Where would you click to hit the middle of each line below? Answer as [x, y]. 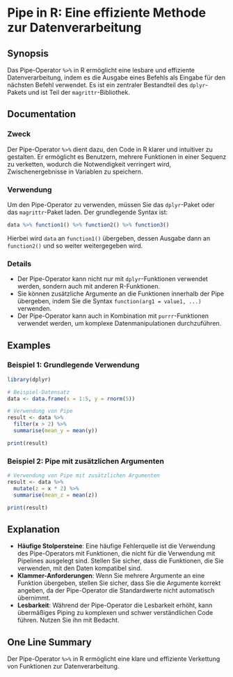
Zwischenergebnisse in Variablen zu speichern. [75, 172]
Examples [29, 345]
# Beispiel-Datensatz [39, 392]
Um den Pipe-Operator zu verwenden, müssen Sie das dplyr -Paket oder [111, 204]
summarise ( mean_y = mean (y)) [56, 431]
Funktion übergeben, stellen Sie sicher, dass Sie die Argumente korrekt [119, 583]
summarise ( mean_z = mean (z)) [56, 495]
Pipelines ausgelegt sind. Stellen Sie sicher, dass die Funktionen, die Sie [120, 561]
